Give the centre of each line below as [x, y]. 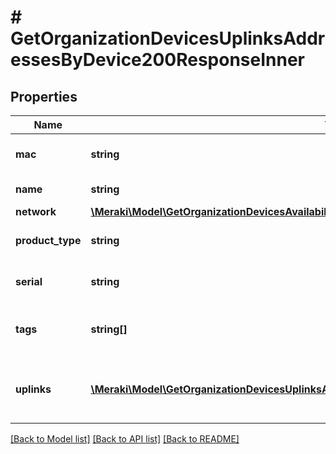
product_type [48, 240]
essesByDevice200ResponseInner [158, 60]
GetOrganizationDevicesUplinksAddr [168, 38]
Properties [44, 96]
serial [29, 281]
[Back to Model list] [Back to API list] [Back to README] [125, 439]
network [36, 211]
